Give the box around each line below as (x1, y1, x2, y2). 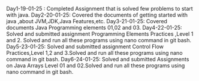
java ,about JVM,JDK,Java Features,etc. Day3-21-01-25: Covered (6, 18, 168, 24)
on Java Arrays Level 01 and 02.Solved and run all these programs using (6, 62, 185, 69)
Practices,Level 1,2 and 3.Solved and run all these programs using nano (6, 49, 183, 56)
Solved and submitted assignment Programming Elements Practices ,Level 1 (6, 30, 194, 38)
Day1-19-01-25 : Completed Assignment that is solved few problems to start (6, 5, 193, 12)
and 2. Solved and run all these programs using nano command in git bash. (6, 37, 192, 43)
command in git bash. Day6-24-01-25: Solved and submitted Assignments (6, 56, 189, 63)
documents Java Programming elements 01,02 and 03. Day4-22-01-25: (6, 24, 182, 31)
